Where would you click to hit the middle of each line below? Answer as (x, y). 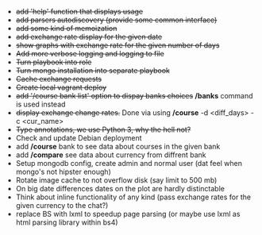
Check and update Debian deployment (79, 138)
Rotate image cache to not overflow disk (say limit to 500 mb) (116, 180)
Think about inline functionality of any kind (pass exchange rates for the (133, 197)
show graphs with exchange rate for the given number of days (118, 45)
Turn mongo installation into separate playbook (93, 70)
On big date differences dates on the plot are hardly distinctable (120, 189)
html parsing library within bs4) (67, 222)
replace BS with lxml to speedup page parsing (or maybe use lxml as (128, 214)
